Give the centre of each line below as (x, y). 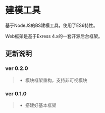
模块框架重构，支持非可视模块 (56, 80)
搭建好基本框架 (41, 105)
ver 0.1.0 (16, 93)
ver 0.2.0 (17, 68)
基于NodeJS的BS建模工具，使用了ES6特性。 (51, 25)
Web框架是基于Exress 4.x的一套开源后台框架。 (54, 36)
